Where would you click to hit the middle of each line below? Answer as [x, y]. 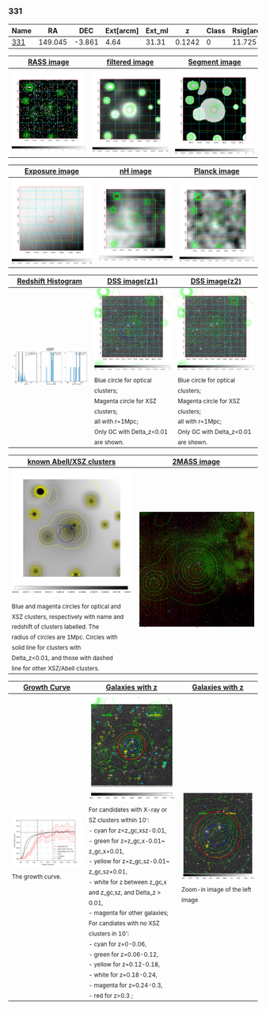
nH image [135, 171]
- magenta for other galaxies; [128, 913]
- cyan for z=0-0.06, [118, 944]
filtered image [130, 62]
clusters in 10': [108, 934]
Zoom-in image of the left [216, 889]
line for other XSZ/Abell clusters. [55, 668]
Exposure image [51, 171]
